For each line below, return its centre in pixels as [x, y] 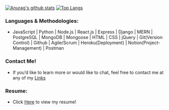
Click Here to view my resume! [44, 102]
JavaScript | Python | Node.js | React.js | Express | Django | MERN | [82, 32]
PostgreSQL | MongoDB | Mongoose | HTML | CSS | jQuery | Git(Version [88, 38]
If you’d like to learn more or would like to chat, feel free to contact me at [88, 72]
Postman [55, 48]
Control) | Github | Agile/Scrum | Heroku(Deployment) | [70, 43]
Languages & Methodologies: [42, 21]
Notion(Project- [144, 43]
